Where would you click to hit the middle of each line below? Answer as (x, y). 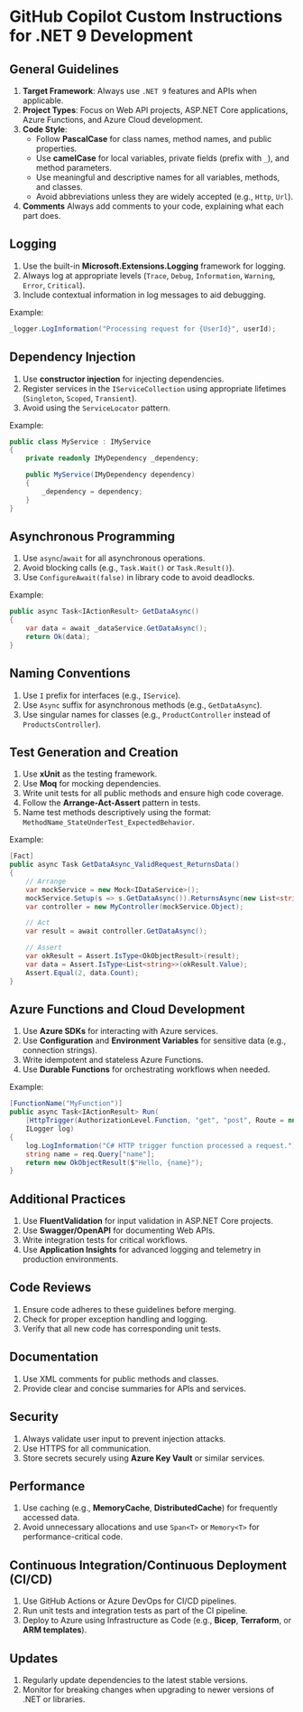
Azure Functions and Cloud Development (127, 1009)
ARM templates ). (55, 1630)
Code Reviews (50, 1288)
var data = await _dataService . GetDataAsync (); (116, 629)
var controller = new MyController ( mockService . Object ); (135, 907)
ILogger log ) (50, 1129)
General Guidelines (64, 69)
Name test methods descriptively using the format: (117, 813)
